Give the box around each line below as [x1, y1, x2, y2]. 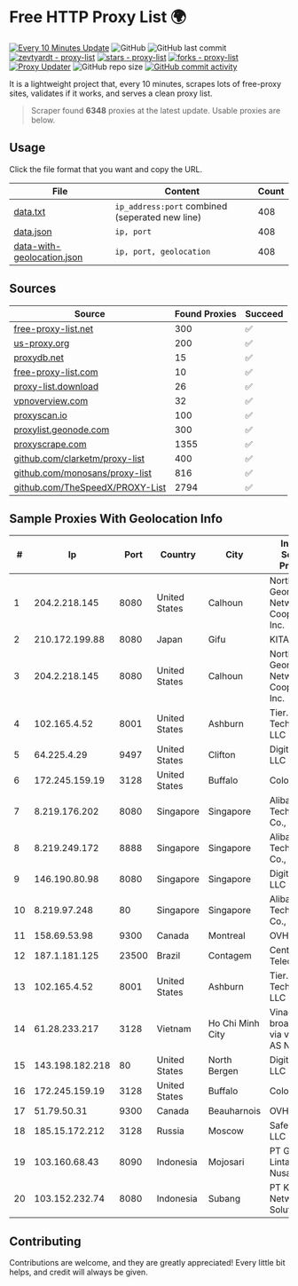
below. [30, 114, 56, 125]
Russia [156, 1124, 184, 1137]
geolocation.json [13, 250, 83, 263]
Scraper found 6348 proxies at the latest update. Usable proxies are [30, 105, 281, 115]
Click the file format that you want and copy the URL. [9, 163, 202, 174]
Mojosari [208, 1156, 245, 1168]
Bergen [208, 1065, 239, 1077]
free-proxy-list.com [13, 366, 99, 378]
